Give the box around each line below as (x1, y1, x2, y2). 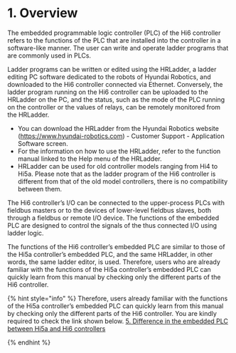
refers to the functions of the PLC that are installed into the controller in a (7, 36, 222, 44)
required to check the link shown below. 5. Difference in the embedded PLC (7, 317, 229, 325)
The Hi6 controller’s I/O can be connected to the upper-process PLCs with (7, 198, 225, 207)
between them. (17, 184, 63, 193)
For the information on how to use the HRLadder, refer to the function (17, 147, 221, 155)
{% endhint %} (7, 338, 51, 347)
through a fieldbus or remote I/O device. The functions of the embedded (7, 214, 219, 222)
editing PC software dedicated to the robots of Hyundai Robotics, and (7, 73, 211, 81)
